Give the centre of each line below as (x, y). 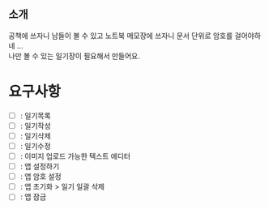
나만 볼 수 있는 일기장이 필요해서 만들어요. (74, 56)
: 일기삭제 (35, 135)
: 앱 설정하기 (40, 166)
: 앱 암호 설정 (41, 177)
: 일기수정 (35, 146)
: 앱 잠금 (33, 197)
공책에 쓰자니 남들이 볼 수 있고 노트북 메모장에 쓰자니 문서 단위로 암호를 (121, 36)
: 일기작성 (35, 126)
